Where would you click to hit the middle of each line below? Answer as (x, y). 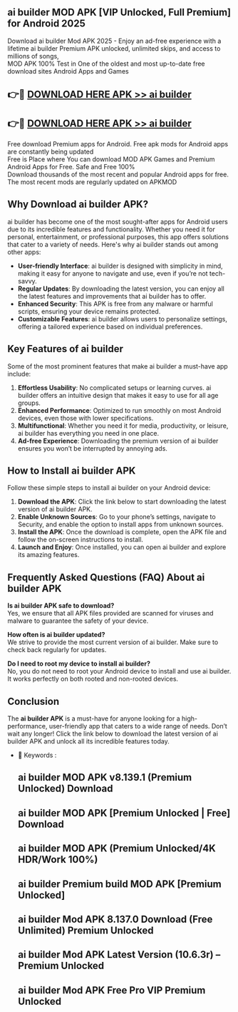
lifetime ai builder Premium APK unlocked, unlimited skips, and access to (114, 48)
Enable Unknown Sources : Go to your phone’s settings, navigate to (117, 517)
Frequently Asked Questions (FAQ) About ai (106, 577)
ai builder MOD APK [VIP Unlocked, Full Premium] (119, 12)
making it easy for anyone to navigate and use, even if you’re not (113, 273)
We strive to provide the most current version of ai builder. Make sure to (113, 642)
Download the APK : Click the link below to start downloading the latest (122, 502)
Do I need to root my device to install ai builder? (79, 663)
